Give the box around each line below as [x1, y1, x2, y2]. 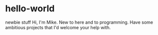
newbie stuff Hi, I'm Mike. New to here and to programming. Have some [5, 19, 153, 25]
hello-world [5, 3, 55, 14]
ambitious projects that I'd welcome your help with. [5, 24, 111, 30]
